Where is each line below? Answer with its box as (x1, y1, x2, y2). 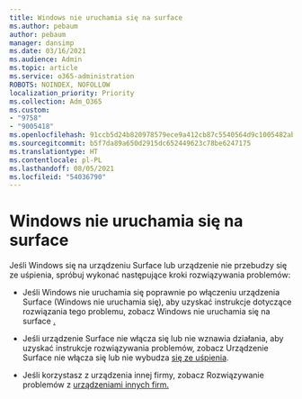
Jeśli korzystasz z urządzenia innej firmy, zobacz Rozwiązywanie (22, 370, 265, 381)
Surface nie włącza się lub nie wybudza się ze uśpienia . (22, 352, 229, 363)
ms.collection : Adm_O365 (9, 96, 102, 106)
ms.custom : (9, 105, 50, 114)
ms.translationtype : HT (9, 147, 99, 156)
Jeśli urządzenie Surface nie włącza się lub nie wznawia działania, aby (22, 333, 284, 344)
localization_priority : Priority (9, 88, 135, 97)
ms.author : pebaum (9, 22, 78, 31)
